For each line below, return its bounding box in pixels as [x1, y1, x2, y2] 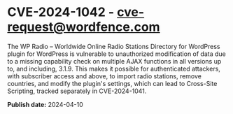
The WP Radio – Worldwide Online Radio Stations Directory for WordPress [7, 42, 220, 50]
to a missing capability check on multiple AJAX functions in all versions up [7, 57, 222, 65]
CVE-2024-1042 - [7, 4, 115, 20]
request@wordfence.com [7, 19, 160, 35]
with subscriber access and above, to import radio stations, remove [7, 71, 202, 80]
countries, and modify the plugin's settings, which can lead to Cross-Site [7, 79, 218, 87]
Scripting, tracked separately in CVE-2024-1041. [7, 87, 147, 95]
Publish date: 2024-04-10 [7, 100, 83, 108]
